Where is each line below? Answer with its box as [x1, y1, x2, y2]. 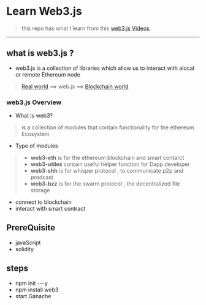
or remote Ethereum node [15, 70, 81, 78]
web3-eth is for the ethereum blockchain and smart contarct [30, 154, 185, 162]
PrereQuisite [6, 222, 56, 233]
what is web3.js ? [6, 48, 74, 59]
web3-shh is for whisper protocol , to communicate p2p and [30, 167, 184, 175]
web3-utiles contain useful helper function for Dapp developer [30, 160, 190, 168]
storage [30, 187, 50, 194]
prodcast [30, 173, 54, 181]
